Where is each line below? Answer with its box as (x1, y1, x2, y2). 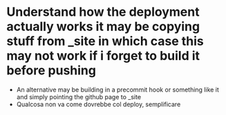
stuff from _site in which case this (6, 34, 205, 49)
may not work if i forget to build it (6, 48, 200, 64)
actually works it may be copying (6, 19, 200, 34)
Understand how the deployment (6, 4, 200, 20)
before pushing (6, 63, 96, 79)
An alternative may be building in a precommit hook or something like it (16, 85, 219, 94)
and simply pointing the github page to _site (16, 92, 142, 101)
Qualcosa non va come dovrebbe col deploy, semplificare (16, 100, 181, 108)
